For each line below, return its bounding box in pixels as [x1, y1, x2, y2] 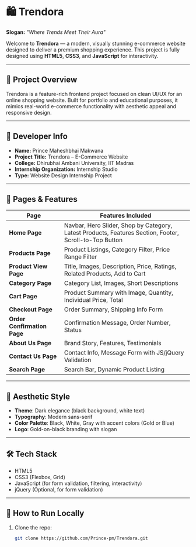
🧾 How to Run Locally [6, 508, 85, 518]
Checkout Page [9, 305, 52, 314]
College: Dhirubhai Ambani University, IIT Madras [14, 159, 134, 166]
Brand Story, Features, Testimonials [64, 339, 162, 348]
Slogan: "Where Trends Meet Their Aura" [6, 28, 106, 36]
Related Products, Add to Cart [64, 270, 146, 278]
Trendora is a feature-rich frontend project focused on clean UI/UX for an [6, 90, 183, 97]
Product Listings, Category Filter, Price [64, 246, 170, 254]
